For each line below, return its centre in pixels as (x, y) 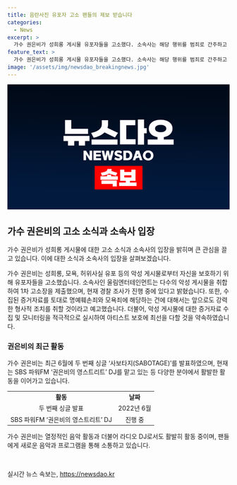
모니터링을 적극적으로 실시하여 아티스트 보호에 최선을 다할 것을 (108, 317)
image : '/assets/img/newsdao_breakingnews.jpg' (79, 67)
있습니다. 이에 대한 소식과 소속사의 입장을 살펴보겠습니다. (93, 259)
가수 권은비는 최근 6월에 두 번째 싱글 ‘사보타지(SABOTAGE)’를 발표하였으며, (111, 363)
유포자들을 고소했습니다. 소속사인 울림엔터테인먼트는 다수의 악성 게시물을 (115, 282)
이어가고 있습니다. (45, 381)
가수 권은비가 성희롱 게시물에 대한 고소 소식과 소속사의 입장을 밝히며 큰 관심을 (114, 250)
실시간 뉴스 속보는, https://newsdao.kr (61, 474)
